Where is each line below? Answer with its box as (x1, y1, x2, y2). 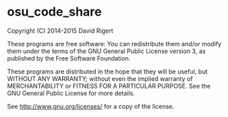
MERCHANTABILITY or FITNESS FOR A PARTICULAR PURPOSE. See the (7, 82, 211, 90)
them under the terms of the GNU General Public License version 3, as (7, 47, 206, 55)
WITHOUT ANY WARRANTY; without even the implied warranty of (7, 74, 193, 82)
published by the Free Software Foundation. (7, 54, 131, 62)
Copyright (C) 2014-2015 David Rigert (7, 27, 114, 35)
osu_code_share (7, 4, 102, 20)
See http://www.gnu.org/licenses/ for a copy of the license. (7, 102, 175, 110)
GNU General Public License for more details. (7, 89, 136, 97)
